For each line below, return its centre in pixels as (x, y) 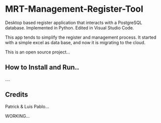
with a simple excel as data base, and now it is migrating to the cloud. (75, 42)
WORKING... (17, 116)
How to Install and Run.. (42, 67)
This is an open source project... (38, 52)
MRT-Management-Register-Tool (74, 9)
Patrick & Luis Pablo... (27, 106)
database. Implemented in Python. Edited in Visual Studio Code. (69, 27)
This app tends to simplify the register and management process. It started (81, 37)
